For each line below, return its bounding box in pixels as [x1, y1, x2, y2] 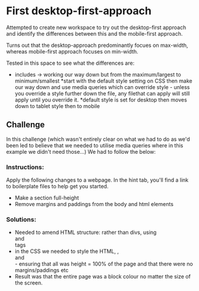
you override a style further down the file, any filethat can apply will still [14, 90, 190, 97]
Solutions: [6, 215, 37, 223]
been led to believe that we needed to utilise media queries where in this [6, 141, 184, 149]
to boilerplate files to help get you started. [6, 183, 109, 190]
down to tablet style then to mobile [14, 102, 100, 109]
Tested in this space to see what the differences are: [6, 59, 135, 67]
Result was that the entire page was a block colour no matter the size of [14, 273, 191, 280]
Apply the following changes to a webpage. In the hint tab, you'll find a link [6, 176, 189, 184]
